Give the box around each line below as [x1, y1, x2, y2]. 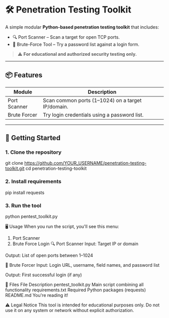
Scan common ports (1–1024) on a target [42, 96, 142, 103]
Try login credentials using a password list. [42, 111, 144, 118]
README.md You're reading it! [5, 292, 68, 298]
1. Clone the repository [5, 149, 62, 156]
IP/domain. [42, 103, 69, 110]
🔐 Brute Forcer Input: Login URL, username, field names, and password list [5, 262, 160, 268]
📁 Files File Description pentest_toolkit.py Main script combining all [5, 282, 144, 288]
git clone [5, 160, 24, 166]
